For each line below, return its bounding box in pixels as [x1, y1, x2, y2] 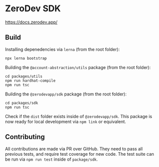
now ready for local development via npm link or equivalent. [5, 119, 126, 124]
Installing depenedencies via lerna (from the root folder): [5, 46, 120, 52]
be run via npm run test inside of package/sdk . [5, 156, 98, 162]
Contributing [5, 133, 45, 141]
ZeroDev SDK [5, 3, 61, 14]
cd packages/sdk [5, 100, 38, 105]
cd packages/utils [5, 74, 43, 79]
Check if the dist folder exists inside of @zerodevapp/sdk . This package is [5, 113, 153, 119]
